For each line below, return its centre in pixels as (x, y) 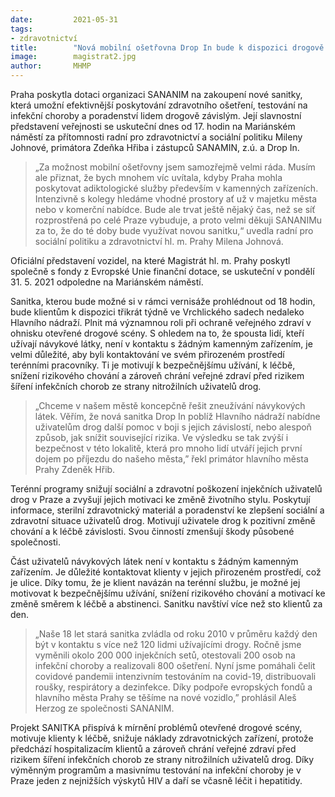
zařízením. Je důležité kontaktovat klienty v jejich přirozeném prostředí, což (166, 572)
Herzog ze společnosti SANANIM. (104, 708)
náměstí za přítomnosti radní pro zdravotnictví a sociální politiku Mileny (156, 137)
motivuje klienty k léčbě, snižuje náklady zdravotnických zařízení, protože (162, 738)
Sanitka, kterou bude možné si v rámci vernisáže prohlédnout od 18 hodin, (163, 301)
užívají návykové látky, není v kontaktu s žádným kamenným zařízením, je (161, 344)
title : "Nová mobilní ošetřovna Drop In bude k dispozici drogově (167, 47)
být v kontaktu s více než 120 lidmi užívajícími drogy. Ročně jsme (168, 644)
